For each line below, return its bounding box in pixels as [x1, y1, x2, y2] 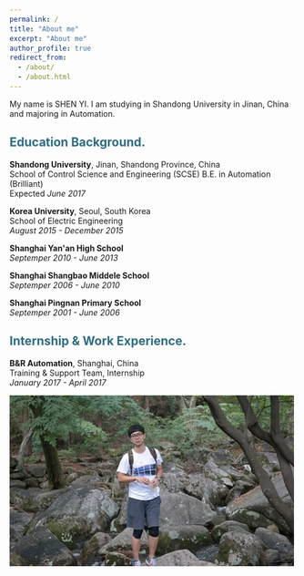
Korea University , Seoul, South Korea [9, 205, 151, 216]
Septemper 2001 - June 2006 [9, 306, 120, 318]
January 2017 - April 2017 [9, 376, 106, 387]
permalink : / [9, 15, 59, 24]
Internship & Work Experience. [9, 334, 187, 349]
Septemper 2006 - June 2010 [9, 279, 120, 291]
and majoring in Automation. [9, 108, 116, 118]
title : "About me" [9, 24, 79, 34]
